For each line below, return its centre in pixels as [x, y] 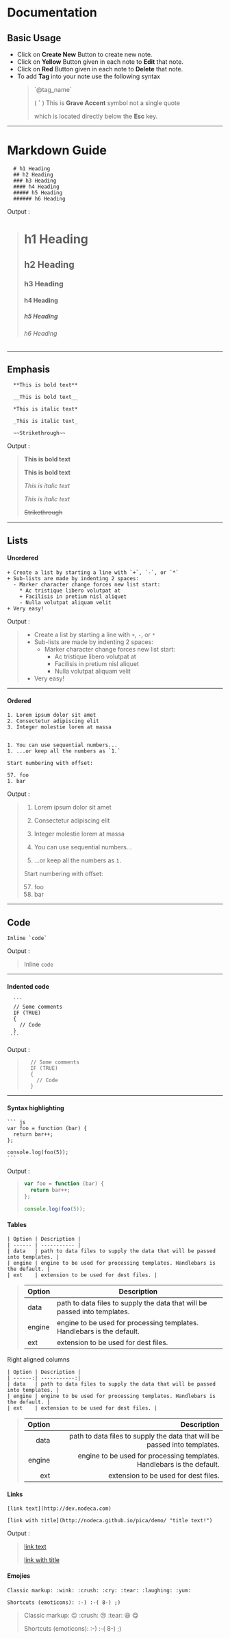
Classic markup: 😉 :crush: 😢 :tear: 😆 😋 [81, 1615]
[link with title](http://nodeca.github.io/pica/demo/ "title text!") [110, 1521]
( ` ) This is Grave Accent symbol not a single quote [107, 103]
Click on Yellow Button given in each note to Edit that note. [100, 62]
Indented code [28, 986]
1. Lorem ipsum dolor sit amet [52, 715]
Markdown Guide [57, 151]
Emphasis [28, 369]
